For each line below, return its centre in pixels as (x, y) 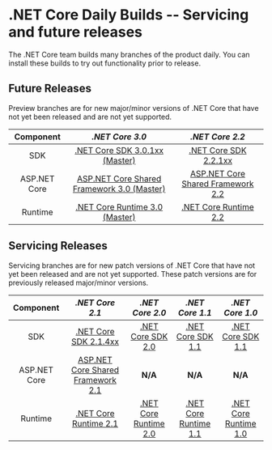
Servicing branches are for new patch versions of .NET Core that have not (132, 265)
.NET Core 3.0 (119, 137)
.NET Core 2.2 (217, 137)
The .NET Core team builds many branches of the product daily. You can (129, 54)
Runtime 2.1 (95, 423)
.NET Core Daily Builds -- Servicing (129, 15)
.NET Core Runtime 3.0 (119, 206)
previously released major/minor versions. (79, 282)
